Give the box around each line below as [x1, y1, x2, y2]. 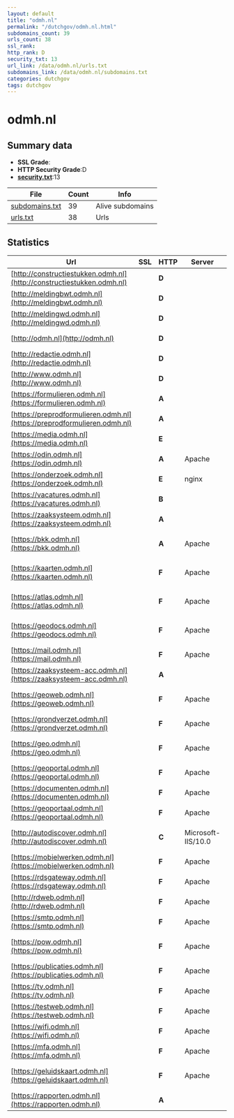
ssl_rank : [7, 43, 36, 50]
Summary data [7, 139, 73, 151]
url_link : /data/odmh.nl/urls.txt [7, 62, 108, 69]
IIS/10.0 [184, 836, 211, 846]
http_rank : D [7, 50, 45, 57]
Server [191, 257, 214, 267]
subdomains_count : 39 [7, 29, 70, 37]
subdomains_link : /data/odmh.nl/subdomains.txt [7, 68, 148, 75]
